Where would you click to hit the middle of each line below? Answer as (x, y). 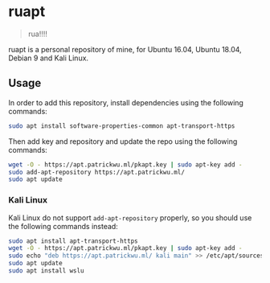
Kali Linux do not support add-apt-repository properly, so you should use (130, 217)
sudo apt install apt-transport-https (73, 241)
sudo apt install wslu (46, 271)
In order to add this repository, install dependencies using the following (126, 102)
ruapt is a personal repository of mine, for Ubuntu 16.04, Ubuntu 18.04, (125, 49)
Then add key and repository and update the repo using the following (123, 141)
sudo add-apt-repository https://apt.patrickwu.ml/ (96, 172)
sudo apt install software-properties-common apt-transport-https (122, 126)
